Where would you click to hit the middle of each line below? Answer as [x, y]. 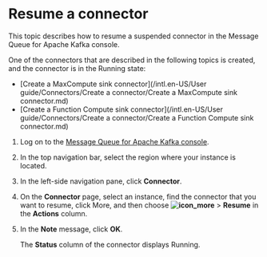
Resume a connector [78, 14]
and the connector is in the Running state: [77, 68]
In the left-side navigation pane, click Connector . [101, 181]
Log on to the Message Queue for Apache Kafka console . [114, 141]
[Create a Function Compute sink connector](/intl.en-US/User [122, 109]
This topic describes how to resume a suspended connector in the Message [133, 36]
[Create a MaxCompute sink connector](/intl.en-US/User [113, 84]
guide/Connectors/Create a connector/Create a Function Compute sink [137, 117]
